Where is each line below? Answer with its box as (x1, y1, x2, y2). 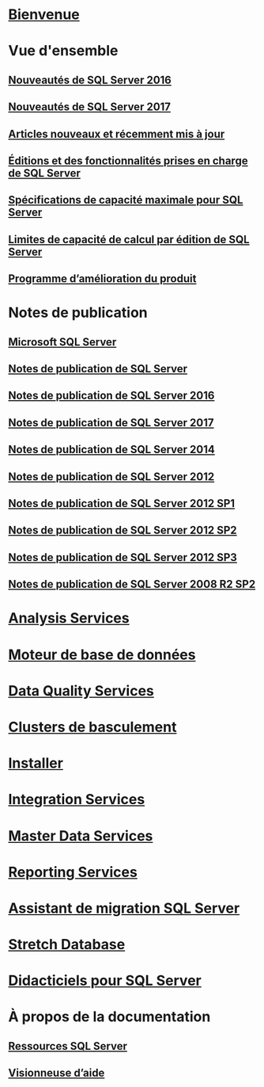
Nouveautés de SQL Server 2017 (8, 101, 172, 114)
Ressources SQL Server (8, 1039, 128, 1053)
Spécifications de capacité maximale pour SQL (8, 193, 243, 207)
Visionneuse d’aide (8, 1066, 105, 1080)
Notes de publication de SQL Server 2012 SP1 (8, 497, 236, 510)
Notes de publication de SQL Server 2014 (8, 443, 215, 456)
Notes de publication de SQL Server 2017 (8, 416, 215, 429)
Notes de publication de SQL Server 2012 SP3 (8, 551, 237, 564)
